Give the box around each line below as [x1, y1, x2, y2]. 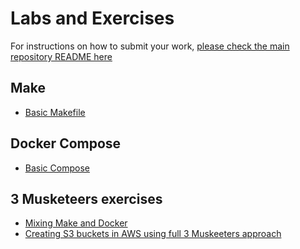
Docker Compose [10, 135, 122, 152]
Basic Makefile [24, 106, 86, 118]
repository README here [10, 50, 113, 62]
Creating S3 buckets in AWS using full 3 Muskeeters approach [24, 228, 282, 240]
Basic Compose [24, 162, 90, 174]
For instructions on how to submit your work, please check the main [10, 40, 290, 52]
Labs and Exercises [10, 7, 175, 30]
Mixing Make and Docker [24, 217, 128, 229]
